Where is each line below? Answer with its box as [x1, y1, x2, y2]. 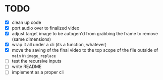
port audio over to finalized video [11, 25, 80, 31]
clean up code [11, 19, 42, 25]
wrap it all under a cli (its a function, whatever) [11, 42, 107, 48]
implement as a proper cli [11, 69, 64, 75]
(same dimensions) [11, 36, 52, 42]
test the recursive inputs [11, 58, 61, 64]
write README [11, 64, 42, 70]
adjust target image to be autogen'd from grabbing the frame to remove [11, 31, 158, 37]
